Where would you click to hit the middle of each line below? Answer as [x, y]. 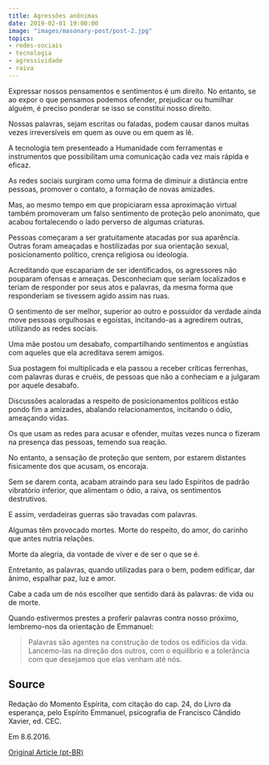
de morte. [24, 602]
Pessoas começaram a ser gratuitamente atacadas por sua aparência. [124, 237]
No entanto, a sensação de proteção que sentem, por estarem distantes [127, 457]
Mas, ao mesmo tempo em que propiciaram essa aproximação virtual [122, 204]
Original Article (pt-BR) [46, 752]
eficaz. [20, 165]
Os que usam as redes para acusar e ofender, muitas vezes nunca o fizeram [134, 433]
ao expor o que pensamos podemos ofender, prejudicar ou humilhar [121, 99]
